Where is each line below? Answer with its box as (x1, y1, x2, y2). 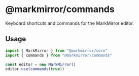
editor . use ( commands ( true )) (5, 66, 65, 71)
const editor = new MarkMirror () (5, 62, 76, 67)
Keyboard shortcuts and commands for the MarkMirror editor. (5, 20, 134, 26)
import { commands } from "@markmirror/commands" (5, 53, 113, 58)
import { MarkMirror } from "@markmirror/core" (5, 48, 108, 53)
